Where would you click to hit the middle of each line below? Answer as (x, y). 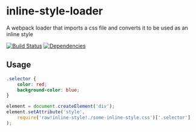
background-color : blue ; (48, 90)
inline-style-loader (55, 11)
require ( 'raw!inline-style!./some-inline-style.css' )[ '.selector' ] (104, 118)
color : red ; (32, 84)
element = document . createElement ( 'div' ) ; (60, 107)
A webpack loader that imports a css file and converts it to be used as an (97, 28)
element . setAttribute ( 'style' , (46, 112)
